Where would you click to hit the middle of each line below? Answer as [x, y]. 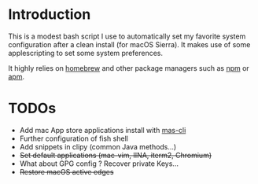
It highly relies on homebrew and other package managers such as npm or [129, 68]
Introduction [50, 15]
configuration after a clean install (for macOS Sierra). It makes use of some [129, 44]
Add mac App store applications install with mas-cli [103, 130]
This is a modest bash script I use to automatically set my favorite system [127, 36]
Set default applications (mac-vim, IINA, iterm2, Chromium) [116, 155]
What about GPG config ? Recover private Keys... [99, 164]
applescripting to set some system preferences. [86, 53]
